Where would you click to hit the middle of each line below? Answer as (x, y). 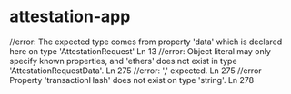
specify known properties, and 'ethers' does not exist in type (124, 61)
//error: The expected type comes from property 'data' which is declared (146, 42)
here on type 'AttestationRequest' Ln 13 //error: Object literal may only (140, 51)
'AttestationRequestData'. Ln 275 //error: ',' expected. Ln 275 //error (135, 70)
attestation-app (70, 17)
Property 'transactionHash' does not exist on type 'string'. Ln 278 (132, 80)
